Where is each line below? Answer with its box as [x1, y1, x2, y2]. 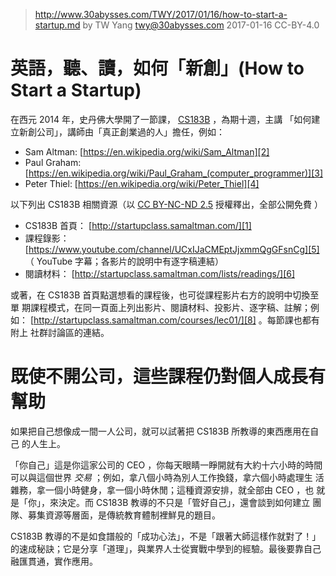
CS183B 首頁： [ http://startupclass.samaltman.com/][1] [24, 219, 252, 231]
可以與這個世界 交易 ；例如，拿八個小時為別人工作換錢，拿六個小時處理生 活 [10, 471, 325, 483]
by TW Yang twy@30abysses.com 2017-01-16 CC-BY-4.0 [82, 19, 320, 31]
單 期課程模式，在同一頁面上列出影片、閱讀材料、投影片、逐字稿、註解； [10, 301, 311, 313]
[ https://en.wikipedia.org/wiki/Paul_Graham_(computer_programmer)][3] [24, 167, 324, 179]
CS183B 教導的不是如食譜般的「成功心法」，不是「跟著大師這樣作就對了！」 [10, 530, 322, 542]
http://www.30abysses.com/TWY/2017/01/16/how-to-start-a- [34, 9, 288, 20]
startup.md [34, 19, 81, 31]
